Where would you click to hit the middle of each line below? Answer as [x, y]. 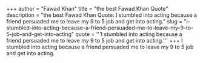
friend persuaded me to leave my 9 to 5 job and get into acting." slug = [95, 21]
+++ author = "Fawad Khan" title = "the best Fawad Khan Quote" [87, 9]
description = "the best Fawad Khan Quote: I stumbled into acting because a [101, 15]
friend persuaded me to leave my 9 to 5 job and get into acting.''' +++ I [95, 40]
